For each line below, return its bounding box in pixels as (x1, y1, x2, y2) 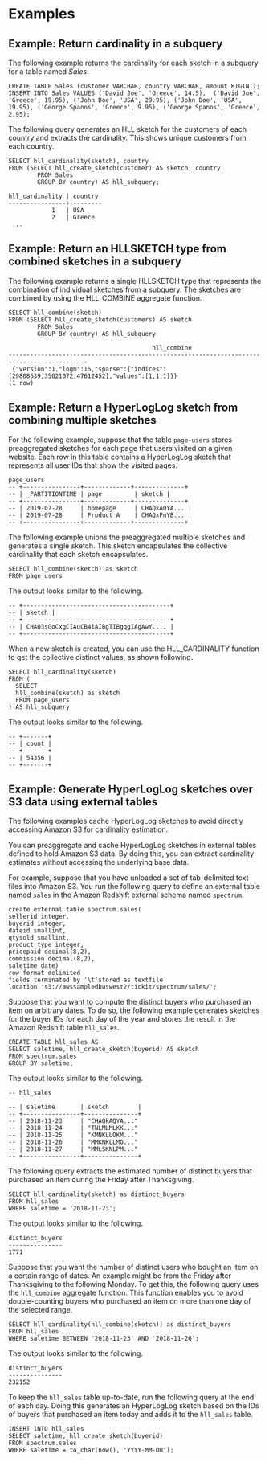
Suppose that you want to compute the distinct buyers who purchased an (8, 997, 251, 1007)
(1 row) (8, 379, 35, 387)
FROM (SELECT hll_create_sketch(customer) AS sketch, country (8, 164, 221, 172)
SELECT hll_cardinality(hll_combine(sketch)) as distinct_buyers (8, 1321, 231, 1329)
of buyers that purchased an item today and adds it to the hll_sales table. (8, 1410, 253, 1419)
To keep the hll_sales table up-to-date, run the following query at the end (8, 1392, 255, 1403)
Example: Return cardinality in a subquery (8, 37, 223, 51)
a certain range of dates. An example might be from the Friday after (8, 1271, 231, 1280)
